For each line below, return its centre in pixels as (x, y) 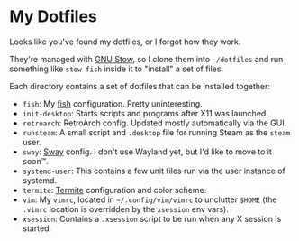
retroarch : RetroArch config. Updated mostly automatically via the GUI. (154, 123)
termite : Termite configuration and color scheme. (114, 190)
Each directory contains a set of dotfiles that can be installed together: (140, 86)
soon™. (35, 161)
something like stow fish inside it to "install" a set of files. (116, 69)
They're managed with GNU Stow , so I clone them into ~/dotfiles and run (146, 59)
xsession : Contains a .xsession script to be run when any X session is (152, 218)
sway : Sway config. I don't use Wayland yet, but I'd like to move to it (147, 152)
